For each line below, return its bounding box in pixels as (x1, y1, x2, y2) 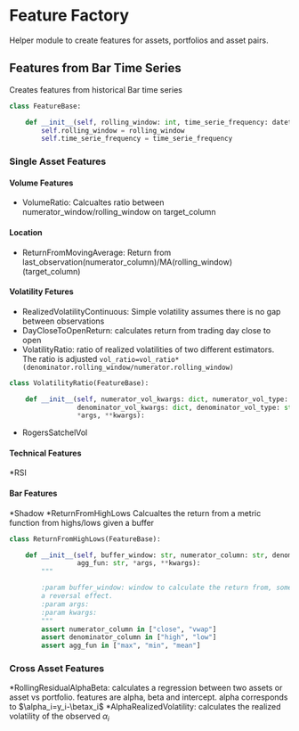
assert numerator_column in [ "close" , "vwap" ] (41, 625, 217, 634)
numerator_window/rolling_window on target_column (21, 207, 216, 218)
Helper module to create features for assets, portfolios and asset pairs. (9, 35, 269, 45)
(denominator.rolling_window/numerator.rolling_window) (21, 363, 234, 372)
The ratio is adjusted (21, 353, 98, 364)
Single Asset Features (9, 155, 107, 168)
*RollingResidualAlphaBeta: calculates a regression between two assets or (9, 683, 283, 694)
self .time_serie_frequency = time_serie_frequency (41, 135, 233, 144)
